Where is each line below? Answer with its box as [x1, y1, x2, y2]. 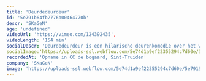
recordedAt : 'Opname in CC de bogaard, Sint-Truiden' [6, 54, 147, 60]
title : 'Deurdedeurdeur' [6, 9, 70, 15]
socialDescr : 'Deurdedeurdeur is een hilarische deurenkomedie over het [6, 43, 196, 49]
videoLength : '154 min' [6, 37, 67, 43]
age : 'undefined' [6, 26, 51, 32]
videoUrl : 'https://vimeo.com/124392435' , [6, 32, 116, 38]
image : [6, 65, 23, 72]
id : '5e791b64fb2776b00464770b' [6, 15, 89, 21]
